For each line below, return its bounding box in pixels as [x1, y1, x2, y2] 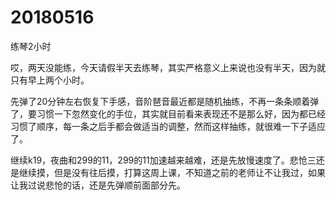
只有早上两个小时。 [10, 74, 90, 86]
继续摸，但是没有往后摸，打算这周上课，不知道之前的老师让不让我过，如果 [18, 166, 326, 178]
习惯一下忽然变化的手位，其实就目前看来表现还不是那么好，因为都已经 [36, 107, 326, 120]
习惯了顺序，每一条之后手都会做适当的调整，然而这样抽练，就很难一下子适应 [10, 120, 326, 132]
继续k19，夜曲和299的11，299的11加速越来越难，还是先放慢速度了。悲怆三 [10, 154, 317, 166]
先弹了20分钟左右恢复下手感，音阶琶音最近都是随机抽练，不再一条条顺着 [10, 95, 311, 107]
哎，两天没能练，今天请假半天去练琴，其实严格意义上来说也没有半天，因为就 [10, 61, 326, 73]
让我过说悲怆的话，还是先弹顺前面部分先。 [10, 179, 186, 191]
